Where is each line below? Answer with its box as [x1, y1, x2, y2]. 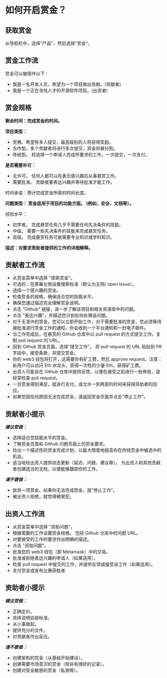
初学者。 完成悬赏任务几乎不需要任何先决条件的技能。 [12, 221, 123, 228]
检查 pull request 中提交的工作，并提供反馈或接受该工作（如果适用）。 [12, 561, 156, 567]
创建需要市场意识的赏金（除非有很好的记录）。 [12, 661, 107, 667]
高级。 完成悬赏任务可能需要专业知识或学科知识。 [12, 234, 115, 240]
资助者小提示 [5, 583, 45, 592]
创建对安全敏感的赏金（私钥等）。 [12, 667, 81, 673]
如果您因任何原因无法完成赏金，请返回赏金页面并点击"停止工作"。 [12, 394, 148, 400]
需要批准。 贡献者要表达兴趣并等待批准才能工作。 [12, 179, 115, 185]
